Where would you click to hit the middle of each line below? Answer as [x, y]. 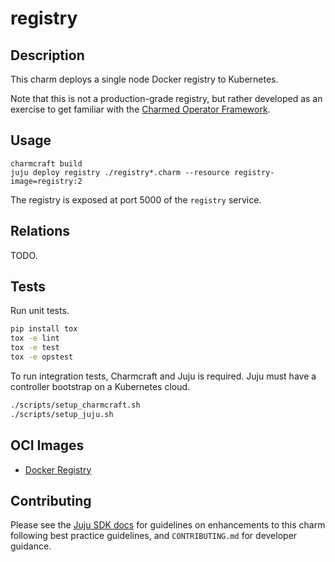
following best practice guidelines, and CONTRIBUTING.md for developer [154, 536]
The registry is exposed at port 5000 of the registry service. [136, 199]
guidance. [31, 546]
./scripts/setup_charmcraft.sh [75, 405]
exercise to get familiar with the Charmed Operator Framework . [140, 109]
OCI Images [47, 445]
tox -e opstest [42, 357]
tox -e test [35, 348]
